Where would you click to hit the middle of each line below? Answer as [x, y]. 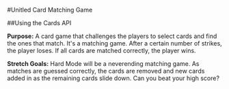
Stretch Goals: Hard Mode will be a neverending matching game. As [103, 64]
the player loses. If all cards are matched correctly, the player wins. [102, 51]
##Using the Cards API [39, 23]
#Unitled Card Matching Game [50, 10]
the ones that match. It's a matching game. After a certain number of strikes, [114, 43]
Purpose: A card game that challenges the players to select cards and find [112, 36]
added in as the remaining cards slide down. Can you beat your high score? [113, 78]
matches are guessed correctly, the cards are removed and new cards [106, 71]
